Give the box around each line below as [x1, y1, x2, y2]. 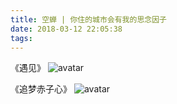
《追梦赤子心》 [10, 83, 72, 95]
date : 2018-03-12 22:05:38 [10, 24, 123, 34]
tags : [10, 33, 33, 43]
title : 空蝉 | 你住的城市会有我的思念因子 [10, 14, 167, 25]
